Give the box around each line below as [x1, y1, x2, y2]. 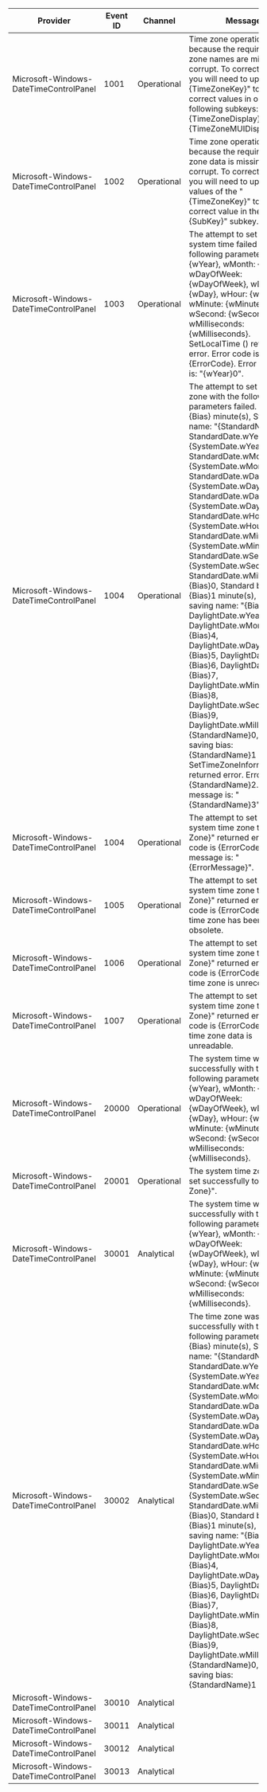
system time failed [188, 239, 257, 249]
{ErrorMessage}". [188, 862, 254, 873]
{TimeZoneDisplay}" [188, 113, 265, 124]
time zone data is [188, 1031, 253, 1041]
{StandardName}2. [188, 780, 259, 790]
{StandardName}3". [188, 800, 262, 810]
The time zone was [188, 1311, 260, 1321]
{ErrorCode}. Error [188, 358, 257, 369]
